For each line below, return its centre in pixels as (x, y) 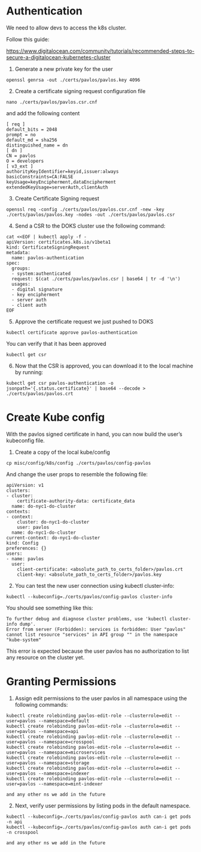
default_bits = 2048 (32, 129)
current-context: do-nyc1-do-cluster (53, 538)
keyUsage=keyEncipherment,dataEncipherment (61, 182)
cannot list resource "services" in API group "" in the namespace (92, 635)
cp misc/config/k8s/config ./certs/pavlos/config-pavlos (79, 463)
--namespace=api (58, 731)
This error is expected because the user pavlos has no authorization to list (98, 651)
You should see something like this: (50, 608)
